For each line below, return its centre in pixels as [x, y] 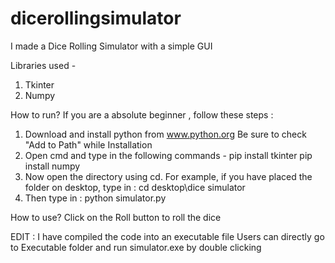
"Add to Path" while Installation [88, 144]
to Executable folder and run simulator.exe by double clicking [136, 247]
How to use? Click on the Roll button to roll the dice [116, 217]
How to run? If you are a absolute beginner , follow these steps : [142, 114]
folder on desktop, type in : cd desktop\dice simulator [135, 187]
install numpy [52, 166]
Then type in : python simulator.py [95, 198]
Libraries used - [43, 65]
